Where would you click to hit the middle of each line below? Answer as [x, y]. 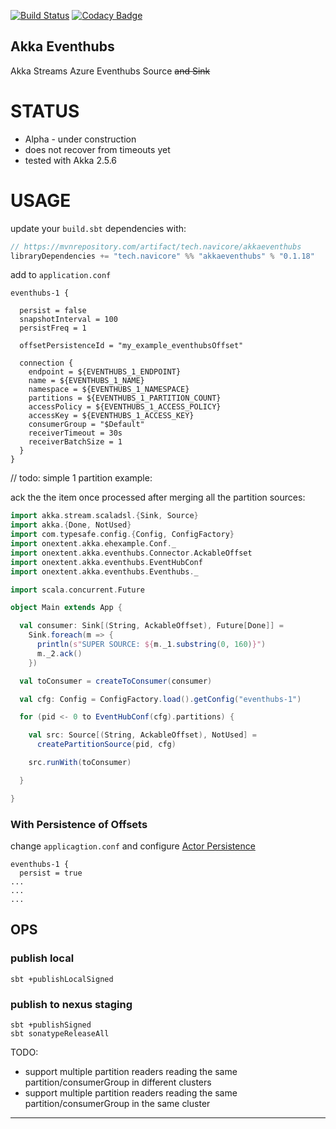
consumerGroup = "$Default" [86, 425]
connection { [46, 363]
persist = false [53, 311]
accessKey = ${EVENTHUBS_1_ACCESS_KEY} [111, 416]
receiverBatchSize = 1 [75, 442]
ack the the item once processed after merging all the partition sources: [158, 497]
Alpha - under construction [80, 139]
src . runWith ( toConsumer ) [80, 763]
